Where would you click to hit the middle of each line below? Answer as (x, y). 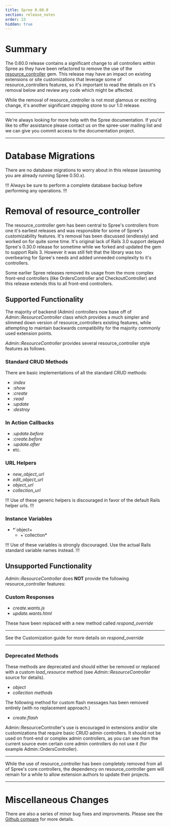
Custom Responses (30, 597)
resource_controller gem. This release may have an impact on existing (78, 74)
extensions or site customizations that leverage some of (63, 80)
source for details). (25, 677)
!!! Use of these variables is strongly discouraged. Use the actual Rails (78, 545)
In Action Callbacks (30, 423)
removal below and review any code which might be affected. (69, 90)
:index (19, 383)
